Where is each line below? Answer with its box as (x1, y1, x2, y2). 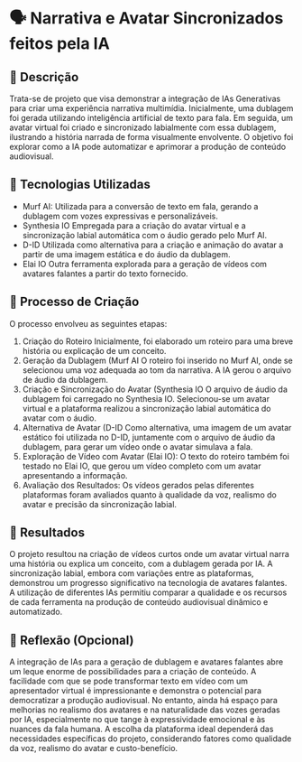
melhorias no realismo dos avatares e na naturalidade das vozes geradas (9, 704, 281, 715)
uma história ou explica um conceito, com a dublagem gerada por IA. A (9, 558, 273, 570)
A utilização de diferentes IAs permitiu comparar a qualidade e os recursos (9, 587, 288, 598)
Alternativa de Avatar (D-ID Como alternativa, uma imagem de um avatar (22, 422, 292, 432)
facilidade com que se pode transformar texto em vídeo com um (9, 675, 248, 687)
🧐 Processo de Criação (9, 294, 140, 310)
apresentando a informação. (22, 469, 128, 480)
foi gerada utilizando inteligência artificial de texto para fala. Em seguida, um (9, 113, 293, 123)
